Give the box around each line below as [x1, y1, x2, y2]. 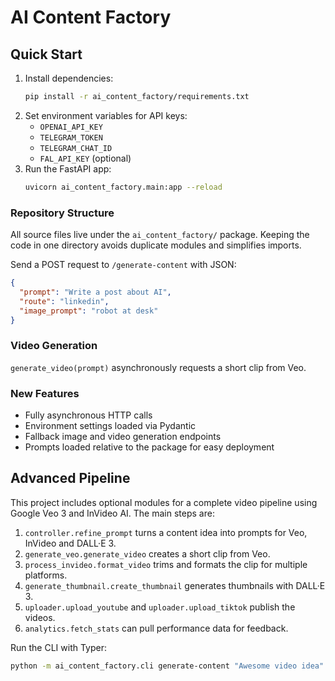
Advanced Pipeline [10, 470, 131, 487]
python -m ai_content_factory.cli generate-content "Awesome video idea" [10, 661, 325, 671]
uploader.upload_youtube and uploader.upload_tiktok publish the [24, 601, 296, 613]
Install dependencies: [24, 72, 114, 84]
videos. [24, 611, 56, 623]
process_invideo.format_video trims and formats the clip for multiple [24, 558, 308, 570]
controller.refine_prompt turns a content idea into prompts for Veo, [24, 526, 308, 538]
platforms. [24, 569, 68, 581]
